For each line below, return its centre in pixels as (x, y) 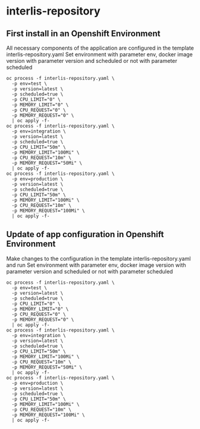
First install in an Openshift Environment (83, 34)
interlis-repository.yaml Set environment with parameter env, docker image (100, 54)
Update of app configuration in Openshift (85, 234)
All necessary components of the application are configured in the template (100, 48)
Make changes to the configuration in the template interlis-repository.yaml (99, 258)
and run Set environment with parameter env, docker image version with (96, 265)
